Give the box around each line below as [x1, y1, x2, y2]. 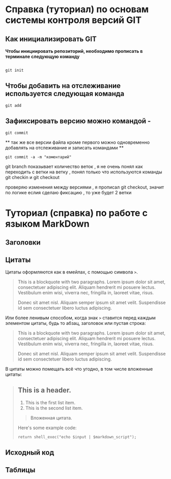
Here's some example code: [17, 425, 77, 431]
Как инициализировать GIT [5, 35, 97, 43]
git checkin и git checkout [5, 174, 60, 180]
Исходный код [5, 448, 54, 457]
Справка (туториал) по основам [5, 4, 149, 15]
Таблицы [5, 465, 36, 474]
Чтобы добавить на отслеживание [5, 81, 121, 90]
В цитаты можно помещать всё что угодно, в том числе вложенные [5, 366, 153, 372]
